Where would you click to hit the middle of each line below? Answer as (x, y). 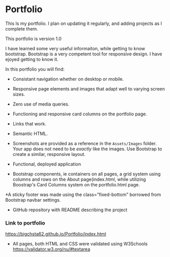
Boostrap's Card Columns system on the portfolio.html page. (76, 184)
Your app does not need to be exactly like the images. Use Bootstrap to (87, 149)
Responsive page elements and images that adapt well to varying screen (89, 89)
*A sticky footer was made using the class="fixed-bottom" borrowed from (83, 195)
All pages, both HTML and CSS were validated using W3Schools (80, 244)
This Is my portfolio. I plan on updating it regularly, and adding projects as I (83, 23)
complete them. (22, 28)
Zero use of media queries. (41, 104)
